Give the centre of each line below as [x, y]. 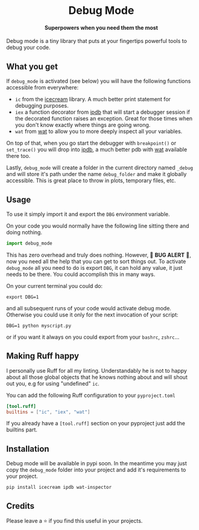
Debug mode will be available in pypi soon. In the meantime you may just [96, 463]
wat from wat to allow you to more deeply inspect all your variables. [99, 131]
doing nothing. [24, 232]
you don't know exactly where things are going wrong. [83, 125]
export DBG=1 [23, 297]
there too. [18, 156]
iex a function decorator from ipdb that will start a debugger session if [103, 112]
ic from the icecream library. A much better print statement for [93, 99]
